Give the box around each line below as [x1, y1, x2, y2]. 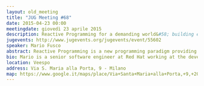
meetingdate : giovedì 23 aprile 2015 [6, 25, 102, 32]
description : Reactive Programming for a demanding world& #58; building [6, 31, 194, 38]
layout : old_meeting [6, 8, 59, 15]
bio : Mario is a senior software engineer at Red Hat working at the [6, 54, 186, 60]
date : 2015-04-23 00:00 [6, 20, 67, 26]
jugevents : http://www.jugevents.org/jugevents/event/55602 [6, 37, 162, 43]
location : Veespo [6, 59, 50, 65]
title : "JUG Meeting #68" [6, 15, 72, 21]
